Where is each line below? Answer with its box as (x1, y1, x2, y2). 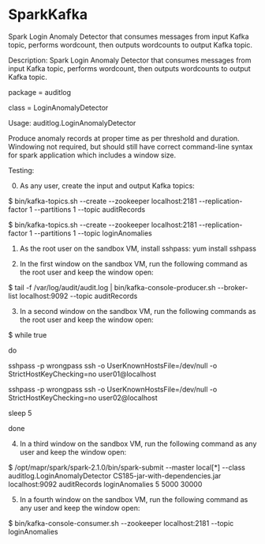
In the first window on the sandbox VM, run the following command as (19, 259, 248, 268)
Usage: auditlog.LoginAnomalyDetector (8, 118, 136, 127)
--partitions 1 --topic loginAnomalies (34, 228, 152, 238)
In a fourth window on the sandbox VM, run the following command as (19, 494, 248, 504)
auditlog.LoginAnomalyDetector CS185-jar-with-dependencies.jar (8, 470, 222, 480)
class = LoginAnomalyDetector (8, 103, 109, 112)
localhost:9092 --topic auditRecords (19, 291, 138, 300)
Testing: (8, 165, 35, 175)
